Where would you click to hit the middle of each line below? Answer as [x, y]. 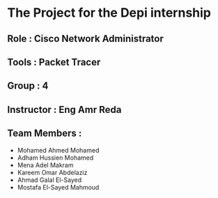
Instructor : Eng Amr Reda [64, 109]
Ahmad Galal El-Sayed [49, 180]
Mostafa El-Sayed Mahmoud [58, 187]
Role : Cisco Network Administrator [85, 39]
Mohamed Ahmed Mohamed [58, 150]
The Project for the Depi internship [109, 13]
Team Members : [45, 134]
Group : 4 [28, 86]
